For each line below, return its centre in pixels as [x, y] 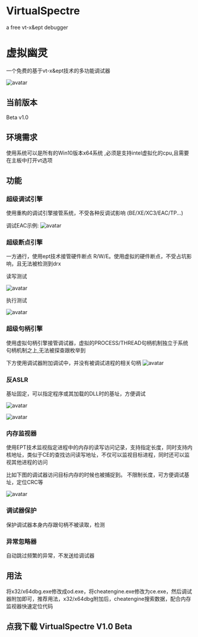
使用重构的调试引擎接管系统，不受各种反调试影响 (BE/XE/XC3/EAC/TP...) [95, 213]
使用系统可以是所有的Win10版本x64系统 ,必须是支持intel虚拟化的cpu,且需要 [98, 153]
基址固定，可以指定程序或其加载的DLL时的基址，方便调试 [76, 394]
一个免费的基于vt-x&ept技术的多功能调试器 [58, 71]
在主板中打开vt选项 [29, 160]
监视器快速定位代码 [30, 606]
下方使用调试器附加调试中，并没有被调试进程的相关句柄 [74, 363]
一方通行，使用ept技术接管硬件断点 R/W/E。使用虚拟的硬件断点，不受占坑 [96, 257]
